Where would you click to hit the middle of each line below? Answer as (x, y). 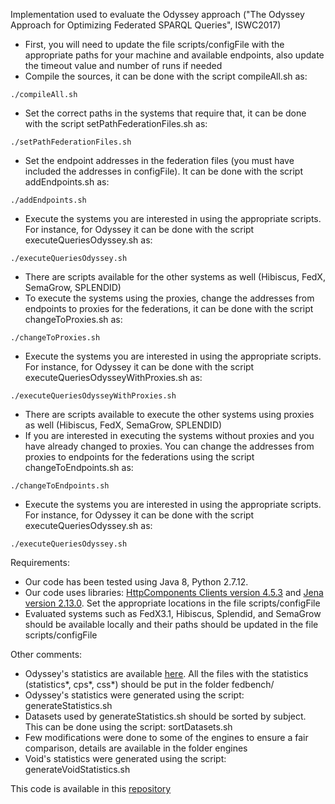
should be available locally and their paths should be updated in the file (171, 624)
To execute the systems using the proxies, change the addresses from (169, 298)
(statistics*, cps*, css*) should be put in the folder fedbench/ (149, 684)
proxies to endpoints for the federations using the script (139, 457)
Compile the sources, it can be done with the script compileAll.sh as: (166, 76)
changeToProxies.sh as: (73, 319)
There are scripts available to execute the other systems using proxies (169, 414)
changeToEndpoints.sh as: (79, 467)
